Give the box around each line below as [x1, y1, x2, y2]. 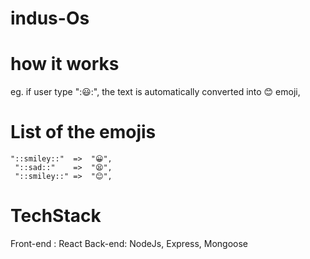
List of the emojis [10, 121, 157, 144]
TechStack [10, 205, 102, 227]
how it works [10, 53, 120, 76]
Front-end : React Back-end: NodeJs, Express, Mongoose [10, 238, 249, 249]
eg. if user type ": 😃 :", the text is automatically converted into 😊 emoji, [10, 86, 301, 98]
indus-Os [10, 7, 90, 30]
